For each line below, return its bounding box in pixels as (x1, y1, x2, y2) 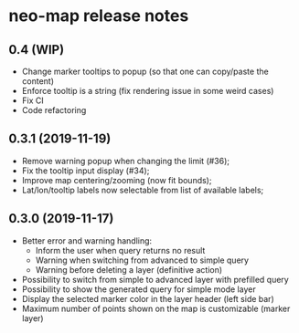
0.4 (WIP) (8, 42, 65, 57)
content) (21, 76, 55, 87)
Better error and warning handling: (21, 234, 153, 246)
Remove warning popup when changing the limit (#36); (21, 155, 230, 166)
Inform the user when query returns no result (35, 245, 206, 255)
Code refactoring (21, 105, 87, 115)
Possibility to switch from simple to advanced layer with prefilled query (21, 274, 289, 285)
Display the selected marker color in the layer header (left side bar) (21, 293, 275, 304)
